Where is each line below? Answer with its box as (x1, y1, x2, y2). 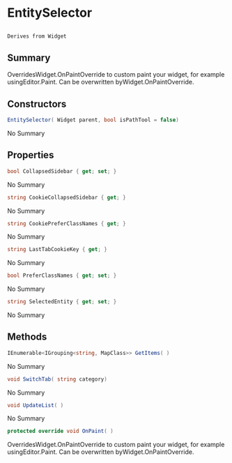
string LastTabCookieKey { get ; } (7, 246, 108, 253)
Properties (7, 149, 54, 161)
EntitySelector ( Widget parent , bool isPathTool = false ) (7, 116, 179, 123)
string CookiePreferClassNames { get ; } (7, 220, 127, 227)
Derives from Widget (7, 33, 68, 40)
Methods (7, 331, 47, 343)
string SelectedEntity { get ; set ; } (7, 298, 117, 305)
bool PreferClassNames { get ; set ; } (7, 272, 117, 280)
